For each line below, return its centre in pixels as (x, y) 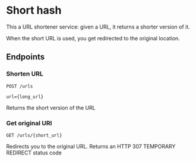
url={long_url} (25, 97)
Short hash (34, 10)
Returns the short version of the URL (51, 108)
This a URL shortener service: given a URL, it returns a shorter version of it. (98, 27)
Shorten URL (25, 74)
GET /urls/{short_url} (34, 135)
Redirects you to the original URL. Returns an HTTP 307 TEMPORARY (91, 146)
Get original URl (29, 123)
